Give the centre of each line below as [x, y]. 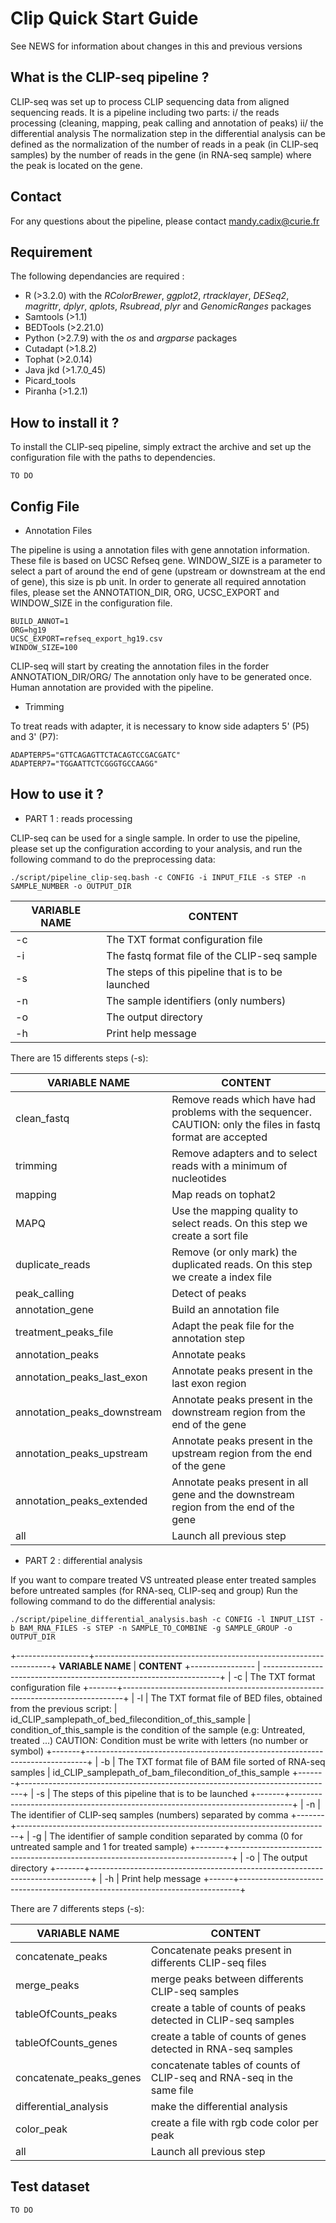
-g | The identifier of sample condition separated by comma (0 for [167, 1836]
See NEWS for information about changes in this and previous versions [156, 46]
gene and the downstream [233, 1494]
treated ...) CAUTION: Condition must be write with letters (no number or [159, 1740]
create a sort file [210, 1235]
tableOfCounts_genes [66, 2042]
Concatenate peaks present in [221, 1950]
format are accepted [219, 1137]
